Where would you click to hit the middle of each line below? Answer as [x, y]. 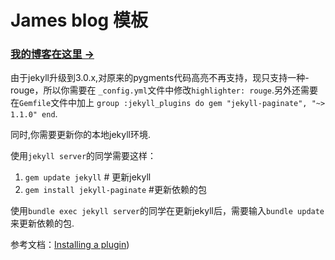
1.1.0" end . [34, 114]
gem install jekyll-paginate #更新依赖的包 [115, 190]
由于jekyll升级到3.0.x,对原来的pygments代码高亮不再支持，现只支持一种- [160, 78]
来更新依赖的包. [42, 223]
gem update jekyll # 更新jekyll [88, 177]
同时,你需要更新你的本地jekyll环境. [81, 135]
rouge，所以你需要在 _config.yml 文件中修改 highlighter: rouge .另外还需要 [164, 90]
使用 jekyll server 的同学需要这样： [83, 156]
